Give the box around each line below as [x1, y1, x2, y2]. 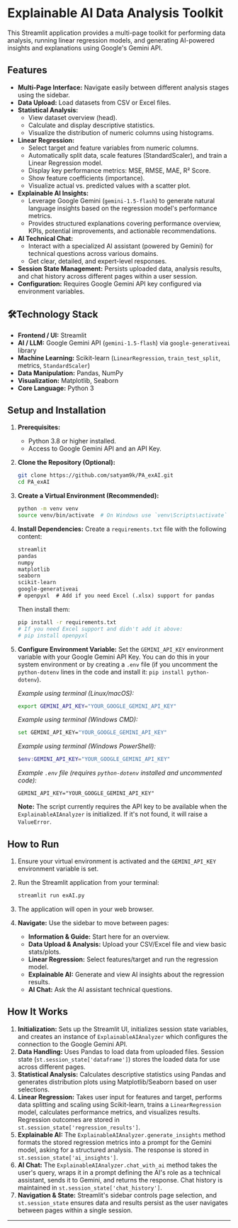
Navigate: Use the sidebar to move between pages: [17, 918, 169, 927]
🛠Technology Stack [7, 308, 98, 321]
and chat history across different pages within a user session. [17, 271, 198, 280]
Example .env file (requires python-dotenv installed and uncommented [17, 769, 222, 777]
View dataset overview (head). [28, 113, 118, 122]
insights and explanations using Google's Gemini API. [7, 43, 163, 52]
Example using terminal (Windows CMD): [17, 716, 138, 724]
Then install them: [17, 605, 71, 613]
